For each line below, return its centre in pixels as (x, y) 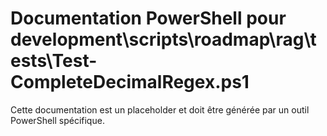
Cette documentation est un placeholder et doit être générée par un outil (160, 109)
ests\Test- (54, 61)
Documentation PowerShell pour (148, 18)
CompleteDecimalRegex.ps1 (130, 82)
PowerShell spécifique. (57, 120)
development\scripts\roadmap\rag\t (163, 39)
